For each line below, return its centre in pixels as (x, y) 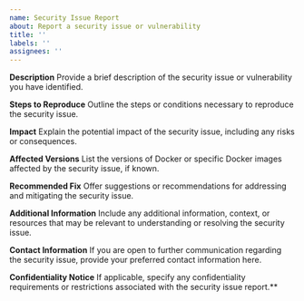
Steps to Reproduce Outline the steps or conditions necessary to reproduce (152, 104)
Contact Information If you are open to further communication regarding (146, 250)
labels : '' (30, 43)
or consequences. (43, 141)
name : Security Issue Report (64, 18)
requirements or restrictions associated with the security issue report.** (144, 287)
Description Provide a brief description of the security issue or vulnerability (151, 77)
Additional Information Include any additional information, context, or (140, 213)
